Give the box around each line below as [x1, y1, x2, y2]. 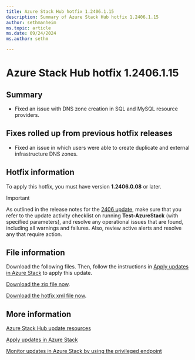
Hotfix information [6, 167, 75, 177]
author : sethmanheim [6, 19, 57, 25]
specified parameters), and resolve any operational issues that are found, [6, 218, 184, 225]
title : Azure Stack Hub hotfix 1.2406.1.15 [6, 8, 115, 15]
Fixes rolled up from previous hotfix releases [6, 129, 173, 139]
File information [6, 248, 66, 258]
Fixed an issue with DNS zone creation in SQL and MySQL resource [14, 105, 178, 112]
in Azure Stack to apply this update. [6, 270, 93, 277]
